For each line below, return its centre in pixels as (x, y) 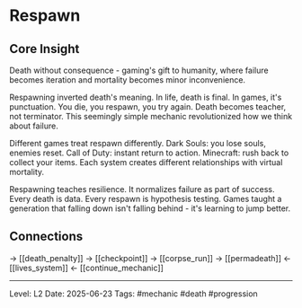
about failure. (34, 126)
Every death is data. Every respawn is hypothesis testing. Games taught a (146, 199)
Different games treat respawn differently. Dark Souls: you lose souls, (138, 143)
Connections (46, 237)
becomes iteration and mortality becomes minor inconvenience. (127, 80)
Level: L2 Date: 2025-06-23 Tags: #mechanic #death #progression (133, 294)
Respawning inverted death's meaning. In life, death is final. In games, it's (146, 97)
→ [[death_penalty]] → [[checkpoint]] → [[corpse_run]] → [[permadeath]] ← (151, 258)
